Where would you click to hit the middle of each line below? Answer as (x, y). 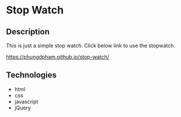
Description (28, 32)
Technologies (32, 75)
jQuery (22, 108)
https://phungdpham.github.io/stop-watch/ (58, 57)
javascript (26, 101)
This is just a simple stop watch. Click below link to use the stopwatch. (91, 45)
